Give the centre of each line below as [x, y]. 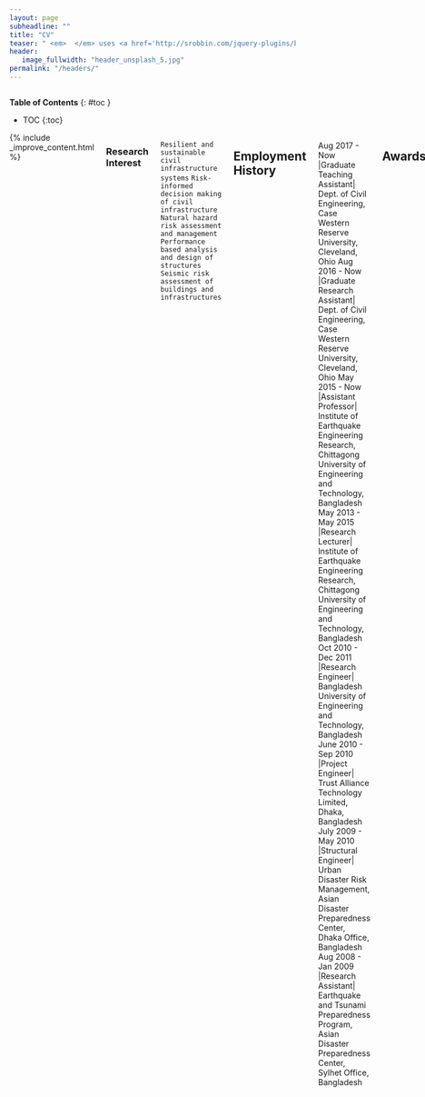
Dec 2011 [335, 657]
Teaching [335, 175]
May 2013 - [339, 512]
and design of [187, 257]
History [255, 170]
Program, [335, 1024]
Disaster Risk [342, 879]
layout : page [34, 18]
